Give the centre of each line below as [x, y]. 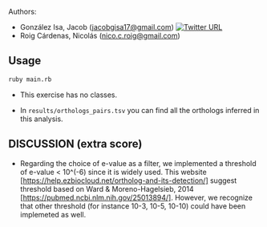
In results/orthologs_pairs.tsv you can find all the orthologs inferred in [140, 110]
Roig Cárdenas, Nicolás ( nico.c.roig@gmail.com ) [100, 36]
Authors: [22, 12]
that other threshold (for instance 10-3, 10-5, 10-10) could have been [133, 206]
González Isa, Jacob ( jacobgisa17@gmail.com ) [97, 27]
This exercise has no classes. [69, 95]
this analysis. [41, 119]
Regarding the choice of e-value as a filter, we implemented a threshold [138, 163]
